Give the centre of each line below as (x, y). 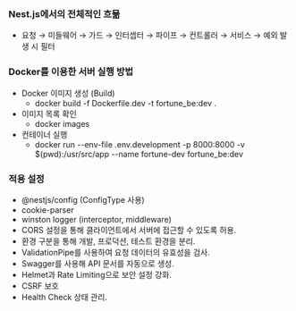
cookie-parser (47, 210)
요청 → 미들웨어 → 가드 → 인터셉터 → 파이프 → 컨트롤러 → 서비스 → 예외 (149, 35)
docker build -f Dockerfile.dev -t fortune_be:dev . (125, 103)
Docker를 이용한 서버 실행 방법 (71, 71)
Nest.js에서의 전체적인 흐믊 (64, 13)
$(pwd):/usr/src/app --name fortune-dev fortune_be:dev (139, 154)
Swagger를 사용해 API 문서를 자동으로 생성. (98, 263)
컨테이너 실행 (44, 134)
